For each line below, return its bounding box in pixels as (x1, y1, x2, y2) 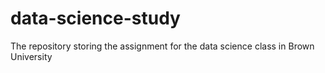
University (10, 50, 53, 62)
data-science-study (10, 7, 181, 30)
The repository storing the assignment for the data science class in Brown (10, 40, 315, 52)
